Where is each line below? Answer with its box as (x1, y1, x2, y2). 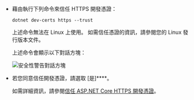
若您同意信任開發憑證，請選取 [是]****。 (11, 75, 113, 81)
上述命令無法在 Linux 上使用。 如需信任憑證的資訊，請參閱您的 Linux (11, 29, 182, 36)
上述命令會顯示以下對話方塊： (11, 49, 86, 56)
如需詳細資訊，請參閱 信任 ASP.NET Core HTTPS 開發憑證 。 (11, 87, 159, 95)
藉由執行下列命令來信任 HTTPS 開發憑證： (11, 5, 117, 12)
